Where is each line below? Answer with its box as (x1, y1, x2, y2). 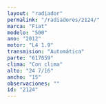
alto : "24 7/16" (7, 67, 54, 74)
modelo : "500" (7, 29, 48, 36)
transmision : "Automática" (7, 49, 85, 55)
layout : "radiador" (7, 10, 63, 17)
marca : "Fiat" (7, 23, 48, 29)
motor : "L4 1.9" (7, 42, 54, 49)
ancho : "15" (7, 73, 41, 81)
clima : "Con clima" (7, 61, 63, 68)
